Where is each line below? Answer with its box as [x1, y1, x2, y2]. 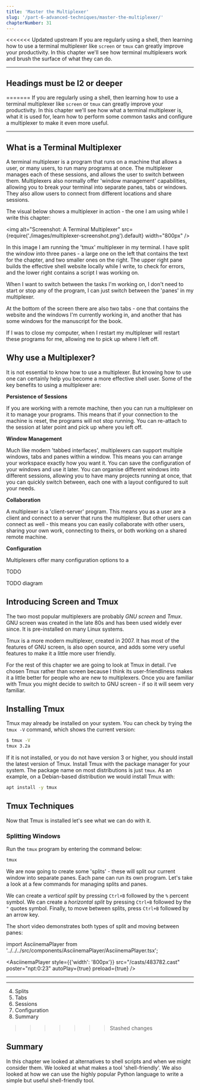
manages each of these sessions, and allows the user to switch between [6, 171, 185, 178]
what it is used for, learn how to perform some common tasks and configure [6, 113, 193, 120]
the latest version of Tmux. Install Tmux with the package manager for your [6, 760, 190, 767]
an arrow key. [6, 911, 40, 919]
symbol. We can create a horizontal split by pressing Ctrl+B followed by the [6, 898, 192, 905]
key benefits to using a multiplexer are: [6, 381, 101, 388]
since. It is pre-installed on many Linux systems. [6, 625, 124, 632]
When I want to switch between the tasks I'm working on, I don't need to [6, 281, 184, 287]
